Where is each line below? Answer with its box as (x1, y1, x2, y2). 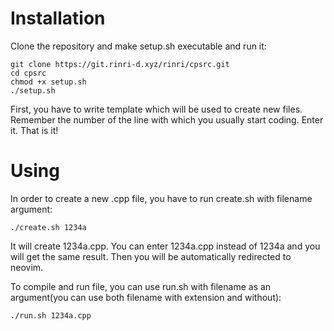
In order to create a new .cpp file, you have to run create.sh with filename (10, 192, 313, 204)
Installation (10, 7, 106, 30)
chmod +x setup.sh (10, 77, 87, 87)
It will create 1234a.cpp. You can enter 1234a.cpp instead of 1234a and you (10, 240, 321, 252)
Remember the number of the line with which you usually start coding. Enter (10, 113, 324, 126)
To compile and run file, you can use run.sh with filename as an (10, 280, 272, 292)
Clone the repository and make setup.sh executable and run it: (10, 40, 267, 52)
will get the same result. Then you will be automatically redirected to (10, 250, 292, 262)
